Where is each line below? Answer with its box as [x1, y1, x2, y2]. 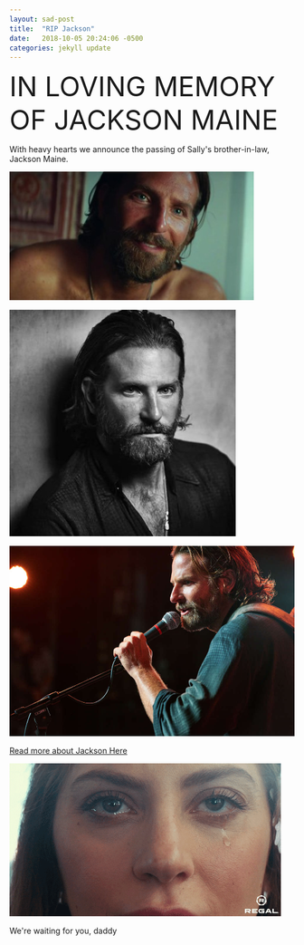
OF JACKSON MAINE [9, 102, 279, 138]
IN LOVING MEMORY [9, 69, 276, 104]
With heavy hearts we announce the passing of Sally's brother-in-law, [9, 144, 270, 155]
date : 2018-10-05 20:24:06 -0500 [9, 34, 144, 43]
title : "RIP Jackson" [9, 24, 95, 34]
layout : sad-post [9, 14, 75, 24]
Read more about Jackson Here [9, 746, 128, 757]
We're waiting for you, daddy [9, 925, 118, 937]
